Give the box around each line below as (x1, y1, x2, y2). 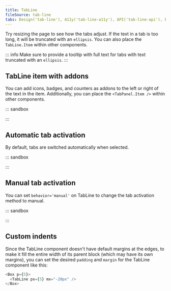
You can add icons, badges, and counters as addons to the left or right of (5, 85, 159, 92)
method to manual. (5, 197, 45, 204)
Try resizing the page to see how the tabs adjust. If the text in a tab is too (5, 31, 159, 37)
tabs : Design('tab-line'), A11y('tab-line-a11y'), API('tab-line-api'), (5, 17, 163, 22)
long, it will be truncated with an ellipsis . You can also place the (5, 36, 142, 42)
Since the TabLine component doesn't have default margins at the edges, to (5, 246, 164, 252)
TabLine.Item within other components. (5, 42, 88, 48)
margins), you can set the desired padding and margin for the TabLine (5, 256, 150, 262)
